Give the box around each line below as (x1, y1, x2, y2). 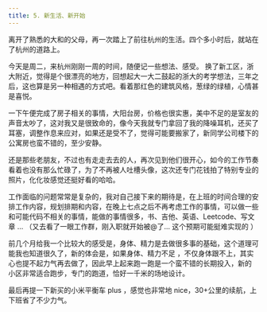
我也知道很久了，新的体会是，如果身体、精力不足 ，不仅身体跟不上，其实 (14, 248, 254, 258)
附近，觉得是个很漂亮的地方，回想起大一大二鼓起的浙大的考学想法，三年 (14, 71, 252, 80)
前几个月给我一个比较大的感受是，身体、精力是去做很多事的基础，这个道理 (8, 238, 252, 248)
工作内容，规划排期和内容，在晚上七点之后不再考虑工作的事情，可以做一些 (14, 201, 259, 211)
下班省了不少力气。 (8, 295, 72, 305)
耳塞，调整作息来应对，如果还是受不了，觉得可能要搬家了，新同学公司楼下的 (8, 128, 259, 138)
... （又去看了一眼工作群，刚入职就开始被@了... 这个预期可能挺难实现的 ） (17, 221, 258, 231)
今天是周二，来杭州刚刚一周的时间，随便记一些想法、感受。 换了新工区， (8, 61, 247, 71)
